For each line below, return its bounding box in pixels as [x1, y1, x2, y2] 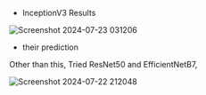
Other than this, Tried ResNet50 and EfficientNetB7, [9, 59, 198, 69]
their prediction [21, 42, 78, 52]
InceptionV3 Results [21, 8, 96, 18]
